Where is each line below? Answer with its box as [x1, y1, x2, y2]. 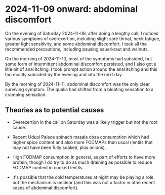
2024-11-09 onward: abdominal [5, 3, 138, 15]
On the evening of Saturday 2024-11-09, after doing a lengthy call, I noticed [5, 30, 159, 36]
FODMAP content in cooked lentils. [12, 164, 84, 170]
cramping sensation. [5, 92, 47, 97]
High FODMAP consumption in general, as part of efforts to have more [12, 154, 156, 160]
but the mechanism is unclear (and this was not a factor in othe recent [12, 179, 155, 185]
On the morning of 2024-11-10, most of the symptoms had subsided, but [5, 55, 152, 61]
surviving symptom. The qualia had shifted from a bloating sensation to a [5, 86, 154, 92]
